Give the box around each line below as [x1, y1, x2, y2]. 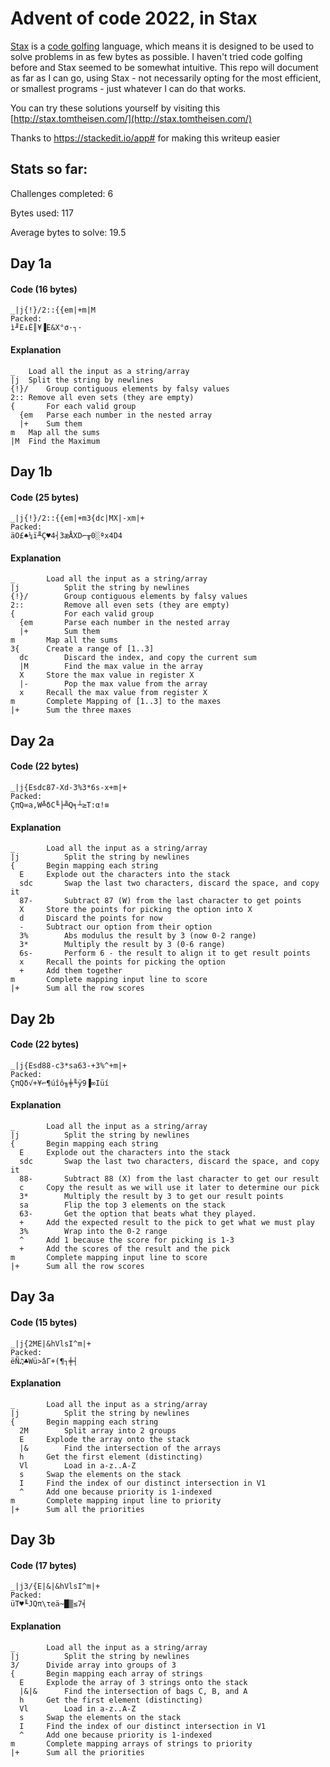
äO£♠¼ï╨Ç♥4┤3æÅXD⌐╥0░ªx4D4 [10, 531, 123, 541]
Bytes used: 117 [10, 207, 74, 219]
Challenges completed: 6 [10, 187, 114, 199]
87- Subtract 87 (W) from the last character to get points [19, 896, 302, 906]
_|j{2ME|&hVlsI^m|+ [10, 1338, 92, 1349]
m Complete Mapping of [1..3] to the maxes [10, 697, 222, 707]
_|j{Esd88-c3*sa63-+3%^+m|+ [10, 1060, 128, 1071]
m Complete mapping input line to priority [10, 1495, 222, 1506]
